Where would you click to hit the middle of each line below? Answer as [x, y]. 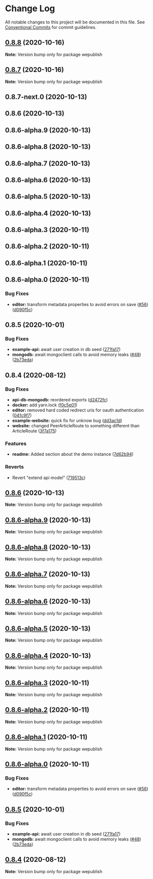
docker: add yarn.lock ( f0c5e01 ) [45, 405]
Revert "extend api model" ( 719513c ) [49, 478]
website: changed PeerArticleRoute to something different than [76, 425]
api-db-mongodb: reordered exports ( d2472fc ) [60, 399]
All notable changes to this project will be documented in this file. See [75, 22]
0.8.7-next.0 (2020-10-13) [46, 97]
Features [16, 443]
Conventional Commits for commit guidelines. [51, 27]
